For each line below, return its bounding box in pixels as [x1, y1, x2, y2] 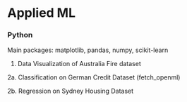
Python [7, 30, 33, 40]
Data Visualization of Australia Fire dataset [17, 60, 141, 68]
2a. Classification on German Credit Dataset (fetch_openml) [7, 73, 181, 82]
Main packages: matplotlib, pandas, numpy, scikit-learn [7, 46, 169, 54]
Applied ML [7, 5, 76, 21]
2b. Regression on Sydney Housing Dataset [7, 87, 134, 96]
